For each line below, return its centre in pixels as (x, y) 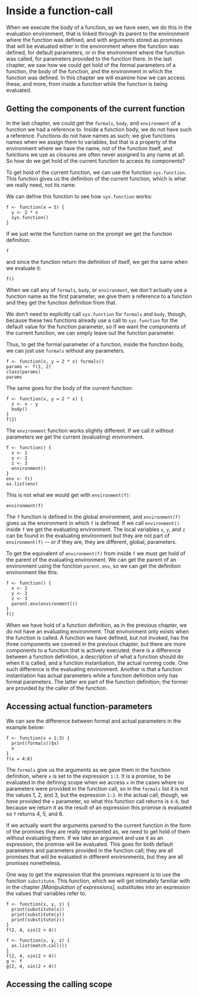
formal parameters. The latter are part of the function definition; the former (97, 681)
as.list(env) (22, 484)
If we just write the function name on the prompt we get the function (89, 234)
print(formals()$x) (35, 743)
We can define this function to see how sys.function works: (79, 196)
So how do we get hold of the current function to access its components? (95, 160)
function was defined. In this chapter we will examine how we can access (95, 78)
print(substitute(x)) (38, 909)
